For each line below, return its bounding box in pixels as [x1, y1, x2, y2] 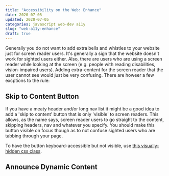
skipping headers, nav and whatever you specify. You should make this [5, 122, 155, 128]
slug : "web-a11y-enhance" [5, 26, 60, 32]
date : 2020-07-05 [5, 12, 42, 17]
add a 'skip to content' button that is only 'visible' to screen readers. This [5, 111, 159, 117]
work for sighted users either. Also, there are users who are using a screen [5, 56, 162, 62]
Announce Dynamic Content [5, 163, 98, 171]
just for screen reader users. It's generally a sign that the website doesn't [5, 50, 159, 56]
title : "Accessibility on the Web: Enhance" [5, 7, 102, 13]
